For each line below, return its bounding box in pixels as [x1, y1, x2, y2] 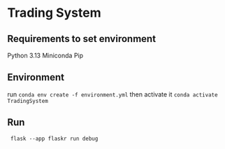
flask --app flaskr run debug [10, 135, 99, 142]
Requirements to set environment [7, 33, 156, 45]
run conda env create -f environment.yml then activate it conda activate [7, 90, 218, 99]
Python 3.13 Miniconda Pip [7, 51, 84, 59]
